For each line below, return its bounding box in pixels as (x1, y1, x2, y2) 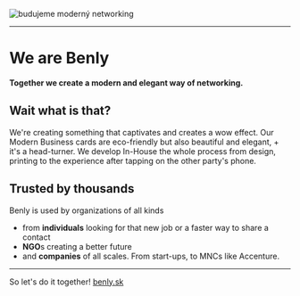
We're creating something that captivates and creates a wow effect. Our (9, 127, 274, 137)
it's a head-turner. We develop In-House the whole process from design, (9, 145, 277, 156)
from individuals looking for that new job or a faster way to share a (21, 222, 270, 233)
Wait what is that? (9, 103, 112, 119)
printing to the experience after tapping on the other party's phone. (9, 155, 257, 166)
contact (21, 232, 51, 243)
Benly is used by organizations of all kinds (9, 205, 164, 216)
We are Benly (9, 48, 110, 69)
